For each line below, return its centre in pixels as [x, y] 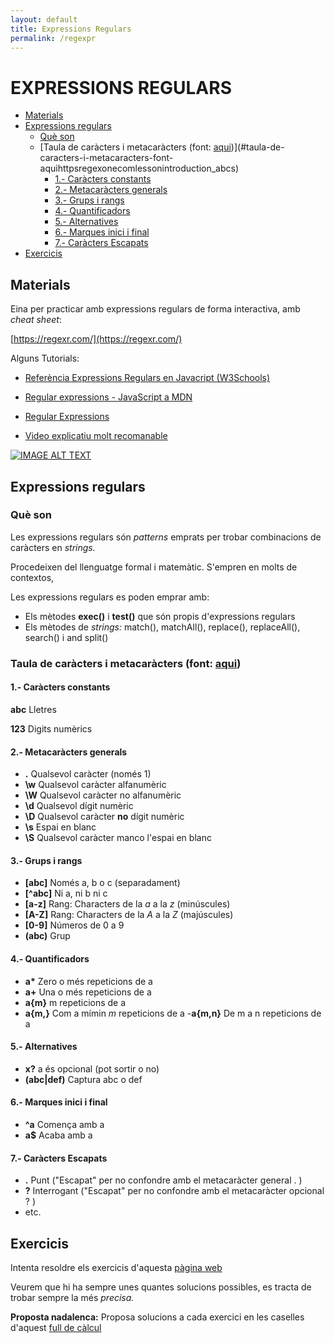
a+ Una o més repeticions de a [88, 992]
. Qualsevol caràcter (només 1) [88, 774]
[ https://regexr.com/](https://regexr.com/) [96, 339]
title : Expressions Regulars [71, 29]
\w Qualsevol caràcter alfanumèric [95, 785]
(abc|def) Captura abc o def [83, 1079]
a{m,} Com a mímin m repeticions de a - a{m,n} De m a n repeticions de [173, 1013]
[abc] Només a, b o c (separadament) [102, 883]
